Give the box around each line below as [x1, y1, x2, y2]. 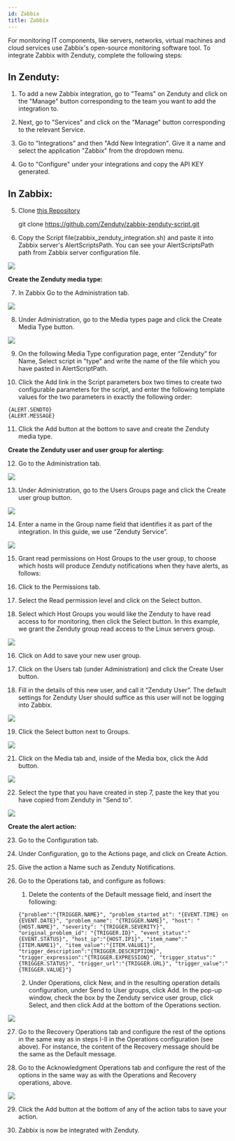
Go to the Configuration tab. [17, 836, 99, 844]
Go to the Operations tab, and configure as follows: [17, 876, 166, 885]
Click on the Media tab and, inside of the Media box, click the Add [17, 754, 208, 763]
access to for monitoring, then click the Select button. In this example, [17, 617, 220, 626]
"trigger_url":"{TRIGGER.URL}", [77, 960, 172, 967]
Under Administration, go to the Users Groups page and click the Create [17, 486, 227, 494]
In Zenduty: [8, 71, 60, 83]
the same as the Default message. [17, 1050, 117, 1058]
